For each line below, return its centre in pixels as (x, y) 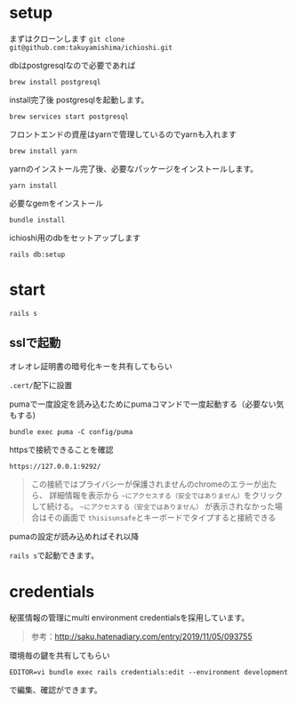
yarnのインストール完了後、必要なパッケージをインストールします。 (134, 168)
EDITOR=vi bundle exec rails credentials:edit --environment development (149, 672)
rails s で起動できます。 (54, 555)
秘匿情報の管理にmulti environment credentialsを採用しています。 (129, 618)
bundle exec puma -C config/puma (71, 432)
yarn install (33, 185)
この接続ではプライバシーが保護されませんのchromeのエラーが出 (150, 484)
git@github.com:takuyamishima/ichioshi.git (91, 47)
